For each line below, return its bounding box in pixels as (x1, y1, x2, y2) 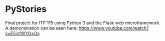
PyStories (5, 3, 46, 15)
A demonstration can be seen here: (5, 25, 78, 31)
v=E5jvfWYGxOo (5, 30, 40, 36)
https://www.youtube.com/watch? (78, 25, 149, 31)
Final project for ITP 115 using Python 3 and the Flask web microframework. (5, 20, 161, 26)
